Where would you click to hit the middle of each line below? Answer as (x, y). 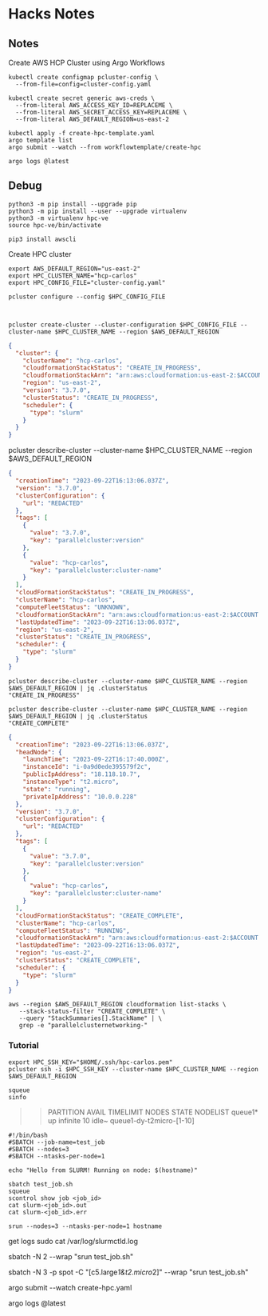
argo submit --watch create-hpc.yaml (70, 1287)
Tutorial (24, 1046)
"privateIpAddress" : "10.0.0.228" (80, 797)
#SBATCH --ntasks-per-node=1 (57, 1156)
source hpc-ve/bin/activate (55, 225)
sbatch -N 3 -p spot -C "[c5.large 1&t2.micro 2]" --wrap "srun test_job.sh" (128, 1272)
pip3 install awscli (43, 239)
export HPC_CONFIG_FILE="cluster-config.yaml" (87, 282)
